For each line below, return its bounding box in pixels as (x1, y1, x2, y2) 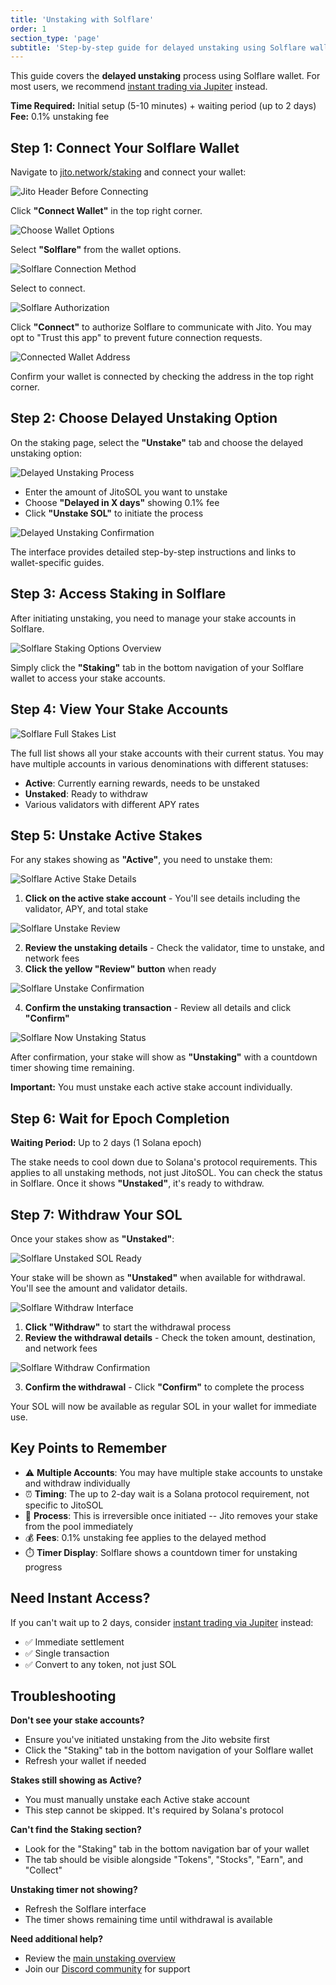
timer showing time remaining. (10, 1062, 135, 1074)
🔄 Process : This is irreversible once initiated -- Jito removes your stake (24, 1509, 318, 1521)
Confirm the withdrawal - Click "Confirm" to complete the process (24, 1381, 305, 1393)
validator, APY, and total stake (24, 903, 149, 915)
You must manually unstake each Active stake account (24, 1794, 250, 1806)
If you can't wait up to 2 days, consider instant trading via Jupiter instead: (10, 1616, 314, 1628)
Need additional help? (10, 1933, 104, 1945)
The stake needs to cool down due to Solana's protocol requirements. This (10, 1156, 318, 1168)
